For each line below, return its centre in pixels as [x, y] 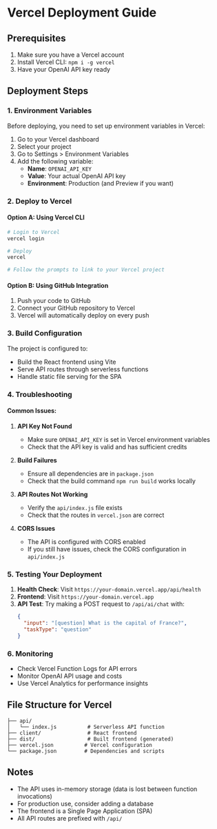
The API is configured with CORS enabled [86, 542]
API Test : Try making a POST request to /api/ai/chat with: [101, 604]
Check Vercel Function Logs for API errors [77, 668]
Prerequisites [37, 38]
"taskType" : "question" [58, 630]
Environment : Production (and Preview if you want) [101, 183]
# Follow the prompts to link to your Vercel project [86, 270]
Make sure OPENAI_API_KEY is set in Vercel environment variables [118, 439]
